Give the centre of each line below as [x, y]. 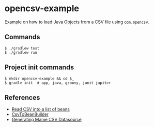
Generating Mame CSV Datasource [46, 120]
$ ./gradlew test [22, 48]
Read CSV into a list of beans [40, 109]
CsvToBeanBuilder [30, 114]
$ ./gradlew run [21, 52]
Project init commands [39, 68]
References [22, 97]
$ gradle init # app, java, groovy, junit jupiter [58, 83]
